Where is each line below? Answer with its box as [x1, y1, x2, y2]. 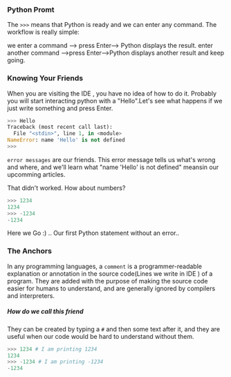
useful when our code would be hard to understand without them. [7, 332, 195, 340]
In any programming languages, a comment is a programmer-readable [7, 262, 203, 270]
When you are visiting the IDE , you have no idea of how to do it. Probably [7, 89, 216, 98]
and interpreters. [7, 291, 55, 299]
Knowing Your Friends [7, 73, 84, 83]
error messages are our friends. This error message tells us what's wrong [7, 155, 216, 164]
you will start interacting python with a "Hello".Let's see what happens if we [7, 96, 223, 105]
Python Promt [7, 5, 55, 15]
